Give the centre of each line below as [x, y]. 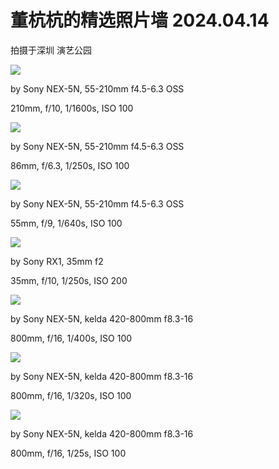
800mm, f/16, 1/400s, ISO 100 [71, 338]
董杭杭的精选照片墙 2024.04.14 [140, 20]
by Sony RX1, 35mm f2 [57, 261]
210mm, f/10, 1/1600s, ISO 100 [72, 108]
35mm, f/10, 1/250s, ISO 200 [69, 280]
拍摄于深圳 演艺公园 [51, 50]
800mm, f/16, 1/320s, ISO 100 [71, 395]
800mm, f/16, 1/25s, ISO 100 [68, 453]
